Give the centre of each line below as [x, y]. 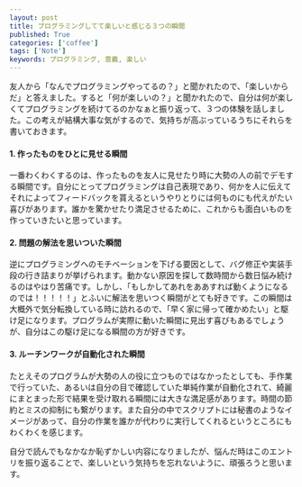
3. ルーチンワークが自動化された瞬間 [78, 354]
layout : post [34, 18]
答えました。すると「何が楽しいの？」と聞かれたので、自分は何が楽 [159, 97]
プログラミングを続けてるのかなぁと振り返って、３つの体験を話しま [151, 108]
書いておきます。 [41, 131]
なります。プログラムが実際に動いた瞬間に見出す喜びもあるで [147, 320]
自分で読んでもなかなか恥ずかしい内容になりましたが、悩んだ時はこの [140, 451]
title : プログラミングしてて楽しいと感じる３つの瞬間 [97, 26]
